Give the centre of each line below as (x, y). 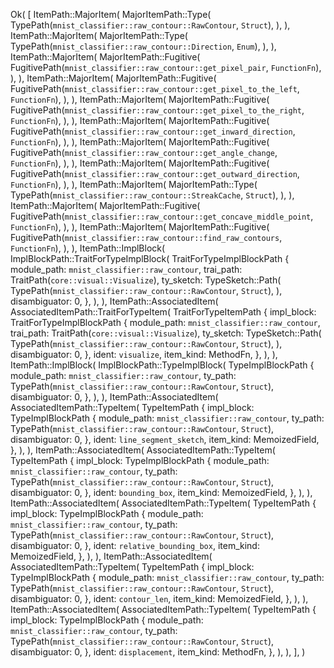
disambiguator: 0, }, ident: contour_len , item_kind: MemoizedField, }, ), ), (159, 598)
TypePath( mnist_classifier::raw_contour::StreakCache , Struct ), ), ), (152, 195)
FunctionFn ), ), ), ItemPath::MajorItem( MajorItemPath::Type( (134, 184)
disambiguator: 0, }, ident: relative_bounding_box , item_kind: (135, 545)
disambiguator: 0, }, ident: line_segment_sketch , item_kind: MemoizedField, (165, 439)
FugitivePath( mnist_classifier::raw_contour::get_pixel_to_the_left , (155, 88)
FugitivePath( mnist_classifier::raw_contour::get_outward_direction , (155, 173)
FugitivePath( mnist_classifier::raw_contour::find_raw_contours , (146, 237)
